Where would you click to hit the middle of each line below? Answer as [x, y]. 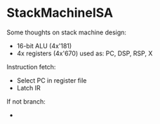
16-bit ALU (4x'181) [44, 46]
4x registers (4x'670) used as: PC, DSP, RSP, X [85, 53]
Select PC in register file [52, 80]
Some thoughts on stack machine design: [67, 32]
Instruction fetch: [31, 67]
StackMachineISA [60, 13]
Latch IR [29, 88]
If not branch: [26, 101]
